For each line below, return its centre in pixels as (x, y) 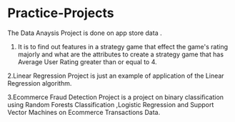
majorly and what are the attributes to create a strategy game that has (120, 54)
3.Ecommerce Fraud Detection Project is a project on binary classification (115, 97)
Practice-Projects (61, 13)
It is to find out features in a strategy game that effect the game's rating (123, 46)
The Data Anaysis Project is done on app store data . (85, 33)
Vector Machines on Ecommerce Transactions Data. (84, 112)
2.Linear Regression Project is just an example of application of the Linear (116, 76)
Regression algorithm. (40, 83)
